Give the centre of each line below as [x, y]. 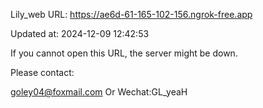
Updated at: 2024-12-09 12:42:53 [80, 33]
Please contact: [42, 72]
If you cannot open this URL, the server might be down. [124, 53]
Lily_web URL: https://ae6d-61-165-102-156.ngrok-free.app [131, 14]
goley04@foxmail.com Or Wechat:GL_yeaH [99, 92]
